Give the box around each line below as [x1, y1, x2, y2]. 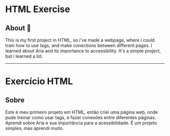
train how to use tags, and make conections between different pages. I [5, 42, 153, 49]
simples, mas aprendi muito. [5, 125, 64, 131]
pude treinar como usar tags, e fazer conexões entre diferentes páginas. [5, 115, 156, 120]
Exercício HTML [5, 76, 73, 87]
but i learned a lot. [5, 53, 43, 59]
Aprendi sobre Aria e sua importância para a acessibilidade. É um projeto [5, 120, 157, 126]
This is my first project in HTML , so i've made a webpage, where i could [5, 37, 155, 43]
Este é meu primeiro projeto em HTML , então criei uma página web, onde [5, 109, 158, 115]
